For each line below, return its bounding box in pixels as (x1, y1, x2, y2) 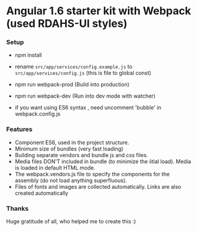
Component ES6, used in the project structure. (14, 139, 130, 146)
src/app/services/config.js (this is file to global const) (14, 70, 152, 77)
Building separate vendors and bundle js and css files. (14, 151, 148, 158)
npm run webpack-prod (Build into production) (14, 81, 130, 88)
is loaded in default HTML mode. (14, 164, 96, 171)
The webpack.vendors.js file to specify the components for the (14, 170, 170, 177)
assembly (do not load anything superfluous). (14, 177, 127, 184)
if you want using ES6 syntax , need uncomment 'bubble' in (14, 104, 161, 111)
